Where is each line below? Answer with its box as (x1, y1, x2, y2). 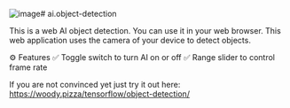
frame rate (9, 62, 48, 73)
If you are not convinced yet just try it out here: (9, 80, 181, 89)
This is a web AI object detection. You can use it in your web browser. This (9, 26, 281, 35)
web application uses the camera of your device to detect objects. (9, 35, 251, 45)
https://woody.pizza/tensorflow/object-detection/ (9, 89, 191, 99)
